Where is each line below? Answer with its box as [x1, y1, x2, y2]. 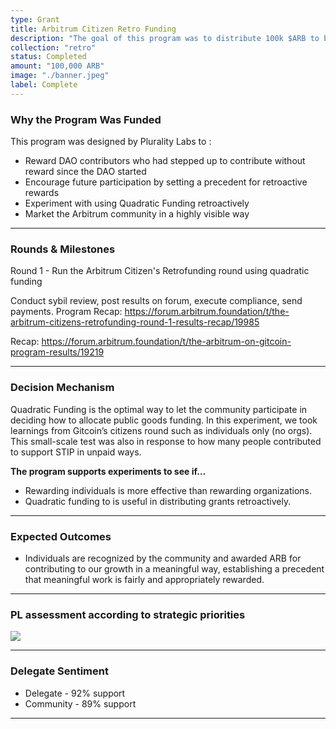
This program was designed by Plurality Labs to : [10, 136, 212, 148]
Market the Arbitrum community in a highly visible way [24, 208, 250, 220]
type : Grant [10, 14, 60, 25]
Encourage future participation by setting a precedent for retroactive [24, 176, 308, 188]
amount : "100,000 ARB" [10, 61, 105, 71]
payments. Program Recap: [10, 306, 123, 318]
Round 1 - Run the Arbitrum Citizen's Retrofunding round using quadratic [10, 265, 310, 277]
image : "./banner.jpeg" [10, 71, 110, 81]
